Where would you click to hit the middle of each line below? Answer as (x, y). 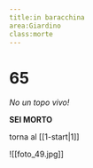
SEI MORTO (31, 120)
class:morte (31, 34)
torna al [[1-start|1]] (44, 137)
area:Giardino (35, 26)
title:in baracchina (47, 17)
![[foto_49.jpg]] (36, 154)
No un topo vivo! (39, 102)
